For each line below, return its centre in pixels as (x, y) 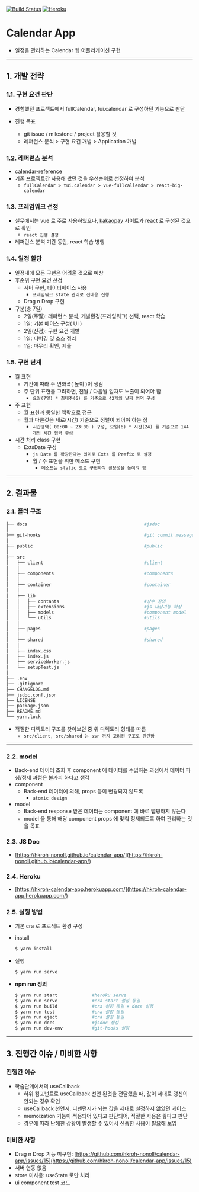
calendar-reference (38, 171)
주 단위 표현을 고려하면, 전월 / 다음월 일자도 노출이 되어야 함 (92, 391)
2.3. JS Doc (23, 842)
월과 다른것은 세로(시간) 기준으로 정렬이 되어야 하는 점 (86, 419)
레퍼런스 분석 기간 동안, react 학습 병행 (60, 242)
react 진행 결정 (41, 235)
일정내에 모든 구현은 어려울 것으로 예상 (59, 273)
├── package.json (28, 706)
